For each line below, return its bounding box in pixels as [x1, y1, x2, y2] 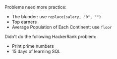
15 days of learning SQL [11, 49, 60, 54]
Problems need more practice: [4, 4, 66, 10]
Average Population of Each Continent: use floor [11, 24, 112, 30]
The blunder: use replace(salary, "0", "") [11, 14, 102, 19]
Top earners [11, 19, 37, 25]
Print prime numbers [11, 43, 54, 49]
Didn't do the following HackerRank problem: [4, 34, 97, 39]
